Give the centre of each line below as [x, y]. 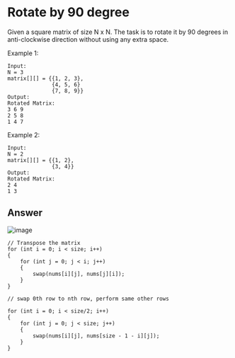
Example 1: [23, 53]
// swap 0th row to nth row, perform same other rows [88, 299]
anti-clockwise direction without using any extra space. [88, 39]
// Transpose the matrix [44, 243]
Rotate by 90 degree [68, 12]
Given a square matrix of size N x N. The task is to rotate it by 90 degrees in [118, 32]
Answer [25, 213]
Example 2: [24, 134]
